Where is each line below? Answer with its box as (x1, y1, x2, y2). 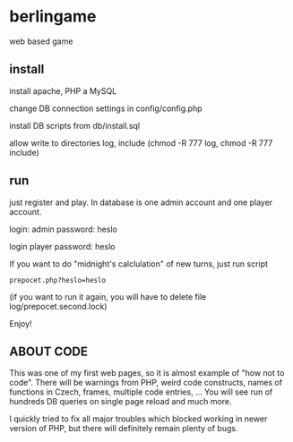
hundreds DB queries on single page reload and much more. (9, 396, 232, 407)
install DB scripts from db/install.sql (9, 120, 141, 131)
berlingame (9, 6, 97, 27)
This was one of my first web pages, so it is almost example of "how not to (9, 368, 285, 378)
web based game (9, 36, 73, 47)
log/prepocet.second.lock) (9, 301, 108, 311)
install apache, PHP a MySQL (9, 85, 117, 96)
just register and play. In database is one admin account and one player (9, 197, 273, 208)
